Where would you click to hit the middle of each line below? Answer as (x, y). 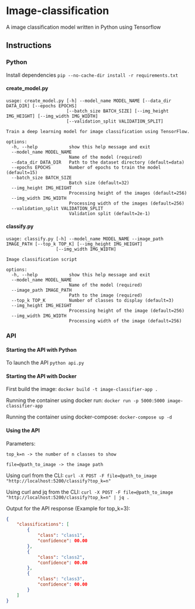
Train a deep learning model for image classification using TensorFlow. (98, 131)
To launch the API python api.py (45, 363)
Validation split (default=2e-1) (110, 213)
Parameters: (21, 443)
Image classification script (42, 260)
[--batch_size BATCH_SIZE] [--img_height (117, 111)
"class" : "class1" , (61, 535)
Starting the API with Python (42, 349)
